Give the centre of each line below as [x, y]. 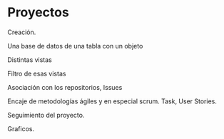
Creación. [22, 32]
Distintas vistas [30, 60]
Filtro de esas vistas [37, 73]
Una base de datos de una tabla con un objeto [75, 46]
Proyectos [38, 12]
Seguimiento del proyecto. [46, 115]
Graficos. [21, 128]
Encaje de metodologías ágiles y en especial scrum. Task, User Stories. [112, 101]
